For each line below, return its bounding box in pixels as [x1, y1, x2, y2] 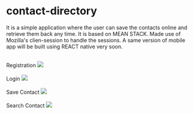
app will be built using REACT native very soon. [6, 43, 123, 50]
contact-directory [6, 4, 98, 18]
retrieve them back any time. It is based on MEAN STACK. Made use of [6, 30, 181, 37]
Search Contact [6, 101, 45, 109]
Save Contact [6, 88, 40, 95]
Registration [6, 61, 36, 69]
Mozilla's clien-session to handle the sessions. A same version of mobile [6, 36, 186, 44]
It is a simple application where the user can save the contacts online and [6, 24, 188, 31]
